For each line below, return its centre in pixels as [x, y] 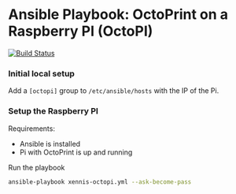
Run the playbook [37, 167]
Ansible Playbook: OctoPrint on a [118, 15]
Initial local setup [41, 73]
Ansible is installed [50, 144]
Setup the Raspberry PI [53, 111]
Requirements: [31, 129]
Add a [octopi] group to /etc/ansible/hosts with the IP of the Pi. [114, 91]
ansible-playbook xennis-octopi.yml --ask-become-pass [100, 182]
